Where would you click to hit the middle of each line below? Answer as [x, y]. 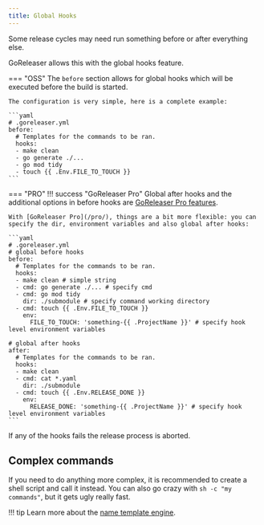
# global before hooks [46, 252]
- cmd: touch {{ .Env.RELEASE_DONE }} [81, 393]
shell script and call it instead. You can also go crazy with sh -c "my [120, 488]
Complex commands [61, 461]
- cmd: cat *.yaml [47, 378]
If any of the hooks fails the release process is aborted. [100, 435]
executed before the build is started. [68, 87]
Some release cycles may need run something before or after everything [128, 39]
